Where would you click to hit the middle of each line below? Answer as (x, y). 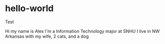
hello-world (30, 8)
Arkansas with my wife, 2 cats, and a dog (47, 36)
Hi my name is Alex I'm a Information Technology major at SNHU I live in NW (82, 31)
